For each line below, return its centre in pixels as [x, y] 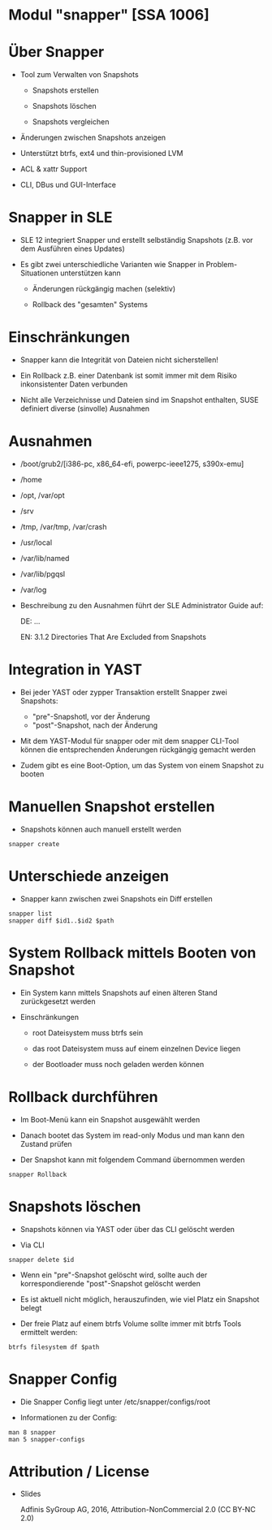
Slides [30, 1494]
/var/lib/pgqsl [43, 573]
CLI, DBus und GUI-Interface [68, 185]
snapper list [30, 914]
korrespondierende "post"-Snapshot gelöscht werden [110, 1283]
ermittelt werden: [49, 1332]
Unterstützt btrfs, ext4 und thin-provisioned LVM [101, 153]
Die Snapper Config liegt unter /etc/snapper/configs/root [115, 1402]
